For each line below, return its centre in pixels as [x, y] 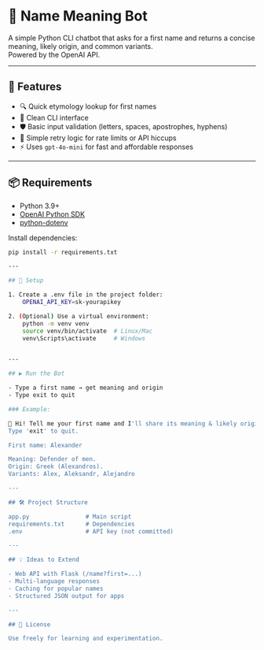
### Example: [29, 409]
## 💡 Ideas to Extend [44, 560]
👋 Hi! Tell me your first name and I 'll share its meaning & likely [123, 423]
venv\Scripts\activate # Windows [84, 338]
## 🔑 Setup [26, 280]
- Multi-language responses [54, 581]
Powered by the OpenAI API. [54, 54]
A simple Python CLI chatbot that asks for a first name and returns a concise [132, 38]
